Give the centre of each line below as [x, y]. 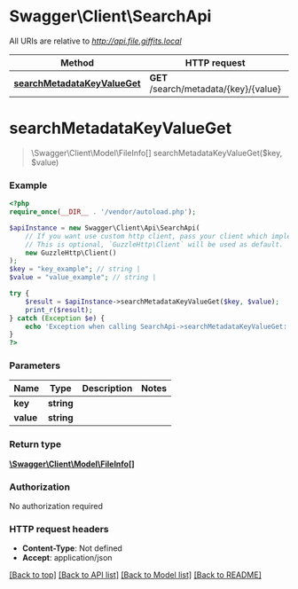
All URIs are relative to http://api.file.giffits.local [95, 41]
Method [78, 62]
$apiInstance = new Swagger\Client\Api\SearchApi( [105, 228]
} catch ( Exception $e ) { [57, 318]
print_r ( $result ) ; [59, 310]
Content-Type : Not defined [72, 548]
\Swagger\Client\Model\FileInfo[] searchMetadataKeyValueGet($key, [157, 153]
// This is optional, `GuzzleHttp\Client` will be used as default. [154, 244]
